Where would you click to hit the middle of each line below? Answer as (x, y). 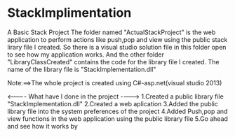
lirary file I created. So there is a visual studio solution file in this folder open (117, 47)
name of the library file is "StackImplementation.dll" (82, 69)
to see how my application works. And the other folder (86, 55)
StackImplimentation (69, 13)
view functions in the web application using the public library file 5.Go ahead (117, 118)
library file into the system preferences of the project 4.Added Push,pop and (117, 111)
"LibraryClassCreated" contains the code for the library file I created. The (113, 62)
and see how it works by (43, 126)
